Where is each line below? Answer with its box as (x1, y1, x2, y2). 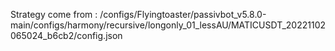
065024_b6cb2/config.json (10, 30, 123, 41)
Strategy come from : (10, 9, 98, 20)
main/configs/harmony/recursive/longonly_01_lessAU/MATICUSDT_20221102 (10, 19, 326, 31)
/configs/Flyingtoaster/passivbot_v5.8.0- (99, 9, 267, 20)
